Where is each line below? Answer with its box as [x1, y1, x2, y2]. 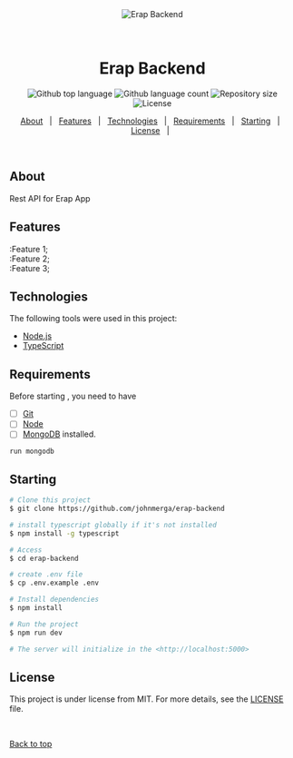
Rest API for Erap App [9, 192, 91, 203]
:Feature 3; [9, 262, 50, 273]
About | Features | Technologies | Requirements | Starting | [20, 115, 280, 126]
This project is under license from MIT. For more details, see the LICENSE [9, 694, 284, 704]
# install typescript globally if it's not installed [9, 520, 218, 529]
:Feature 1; [9, 243, 48, 254]
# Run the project [9, 619, 79, 629]
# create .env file [9, 570, 83, 579]
